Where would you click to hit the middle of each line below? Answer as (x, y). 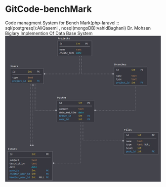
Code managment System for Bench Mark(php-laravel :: (62, 23)
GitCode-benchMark (49, 9)
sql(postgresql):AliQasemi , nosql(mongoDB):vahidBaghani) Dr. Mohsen (78, 28)
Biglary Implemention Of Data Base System (49, 33)
